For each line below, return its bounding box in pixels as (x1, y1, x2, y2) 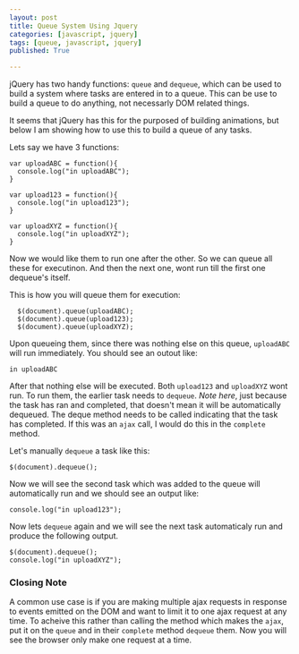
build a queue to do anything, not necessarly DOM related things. (9, 98, 250, 108)
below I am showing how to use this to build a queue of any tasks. (9, 124, 252, 135)
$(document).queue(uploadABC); (17, 307, 134, 316)
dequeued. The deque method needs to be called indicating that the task (9, 409, 278, 420)
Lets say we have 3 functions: (9, 142, 120, 153)
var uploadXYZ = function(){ (9, 222, 118, 231)
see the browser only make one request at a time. (9, 634, 192, 645)
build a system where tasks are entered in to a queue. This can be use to (9, 89, 278, 99)
